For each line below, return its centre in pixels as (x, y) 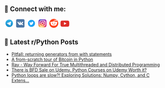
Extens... (20, 80)
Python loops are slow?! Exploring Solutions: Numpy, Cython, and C (81, 75)
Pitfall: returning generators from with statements (61, 54)
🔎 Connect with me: (35, 9)
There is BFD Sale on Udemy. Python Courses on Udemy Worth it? (79, 70)
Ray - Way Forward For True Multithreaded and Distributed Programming (85, 64)
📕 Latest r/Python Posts (41, 42)
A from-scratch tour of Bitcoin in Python (52, 59)
